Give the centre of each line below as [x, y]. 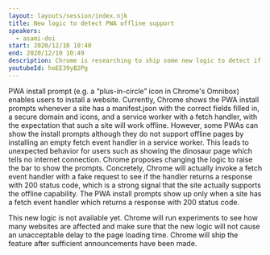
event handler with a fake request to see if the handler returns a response [130, 176]
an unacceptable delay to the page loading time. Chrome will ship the [123, 235]
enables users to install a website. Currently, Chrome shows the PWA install [134, 99]
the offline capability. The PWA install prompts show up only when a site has [135, 193]
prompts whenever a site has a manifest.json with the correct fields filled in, [134, 108]
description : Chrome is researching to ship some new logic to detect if [135, 61]
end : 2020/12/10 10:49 [46, 53]
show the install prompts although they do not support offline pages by [126, 134]
